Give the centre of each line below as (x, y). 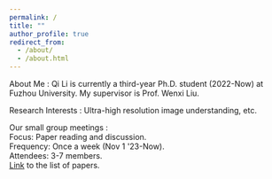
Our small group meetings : (59, 128)
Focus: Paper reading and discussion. (78, 137)
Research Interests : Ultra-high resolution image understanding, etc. (133, 110)
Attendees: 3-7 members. (56, 156)
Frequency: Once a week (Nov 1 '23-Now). (87, 146)
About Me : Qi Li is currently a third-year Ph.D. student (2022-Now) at (136, 84)
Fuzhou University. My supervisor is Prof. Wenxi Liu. (104, 93)
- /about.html (43, 58)
